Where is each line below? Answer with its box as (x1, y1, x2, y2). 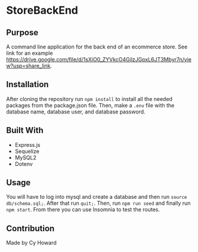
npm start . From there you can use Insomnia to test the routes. (6, 206, 160, 213)
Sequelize (14, 147, 40, 155)
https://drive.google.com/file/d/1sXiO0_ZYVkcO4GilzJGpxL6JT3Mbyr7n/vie (6, 56, 192, 63)
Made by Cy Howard (6, 239, 57, 247)
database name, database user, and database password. (6, 108, 146, 115)
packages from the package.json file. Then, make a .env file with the (6, 102, 175, 109)
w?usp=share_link (6, 62, 51, 69)
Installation (6, 79, 49, 90)
